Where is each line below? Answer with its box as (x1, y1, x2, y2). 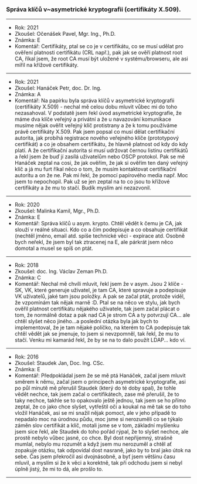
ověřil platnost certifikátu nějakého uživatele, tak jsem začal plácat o (14, 305, 180, 313)
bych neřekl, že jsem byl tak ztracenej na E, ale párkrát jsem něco (14, 239, 174, 246)
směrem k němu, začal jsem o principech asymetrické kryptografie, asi (14, 378, 186, 385)
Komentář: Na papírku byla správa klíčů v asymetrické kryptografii (14, 97, 175, 104)
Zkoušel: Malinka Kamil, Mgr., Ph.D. (14, 208, 100, 215)
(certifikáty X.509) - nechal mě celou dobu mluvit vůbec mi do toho (14, 103, 178, 110)
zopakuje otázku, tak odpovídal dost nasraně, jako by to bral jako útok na (14, 447, 191, 454)
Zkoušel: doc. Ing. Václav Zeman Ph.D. (14, 268, 108, 275)
